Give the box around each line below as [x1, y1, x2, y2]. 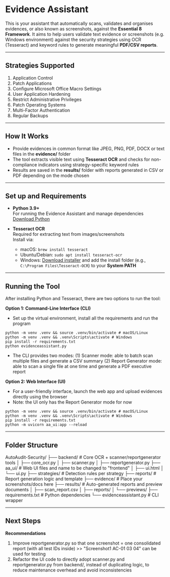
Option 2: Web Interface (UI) [5, 379, 66, 385]
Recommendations [5, 530, 46, 536]
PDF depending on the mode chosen [12, 172, 90, 178]
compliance [12, 161, 37, 168]
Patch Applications [12, 80, 52, 86]
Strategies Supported [5, 61, 75, 70]
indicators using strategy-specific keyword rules [38, 161, 139, 168]
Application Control [12, 75, 53, 81]
